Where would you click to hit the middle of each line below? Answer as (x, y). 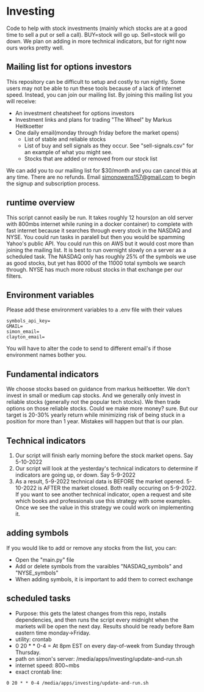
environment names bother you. (46, 355)
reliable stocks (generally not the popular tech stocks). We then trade (93, 402)
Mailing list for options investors (69, 67)
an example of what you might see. (68, 152)
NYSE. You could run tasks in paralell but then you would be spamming (96, 237)
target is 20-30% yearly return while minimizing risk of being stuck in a (96, 415)
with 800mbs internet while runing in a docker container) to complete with (100, 224)
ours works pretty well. (35, 48)
